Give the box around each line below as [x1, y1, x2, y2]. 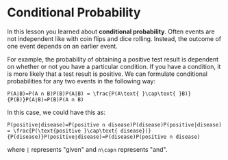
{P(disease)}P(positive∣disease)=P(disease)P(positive [7, 133, 167, 140]
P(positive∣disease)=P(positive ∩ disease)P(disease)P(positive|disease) [7, 121, 223, 128]
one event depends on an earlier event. [7, 42, 118, 50]
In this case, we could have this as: [7, 108, 106, 116]
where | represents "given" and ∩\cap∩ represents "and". [7, 145, 168, 153]
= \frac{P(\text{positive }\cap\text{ [7, 127, 118, 134]
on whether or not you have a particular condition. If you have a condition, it [7, 62, 221, 70]
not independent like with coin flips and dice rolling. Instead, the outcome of [7, 34, 221, 42]
